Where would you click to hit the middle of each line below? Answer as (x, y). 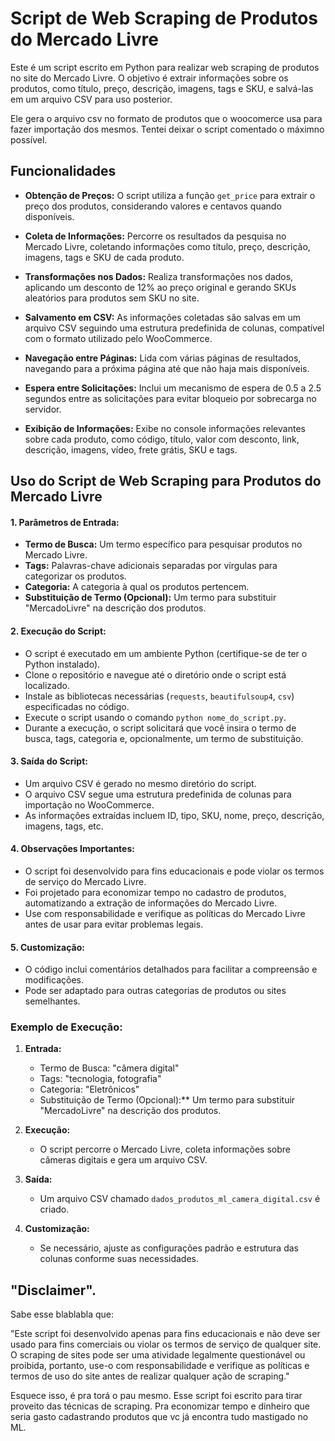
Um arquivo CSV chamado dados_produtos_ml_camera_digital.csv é (180, 1199)
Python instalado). (62, 664)
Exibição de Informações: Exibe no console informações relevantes (165, 428)
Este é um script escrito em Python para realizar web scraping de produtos (165, 67)
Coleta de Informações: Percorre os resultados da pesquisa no (155, 236)
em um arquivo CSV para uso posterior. (91, 99)
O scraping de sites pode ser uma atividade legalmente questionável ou (158, 1355)
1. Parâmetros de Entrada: (65, 522)
